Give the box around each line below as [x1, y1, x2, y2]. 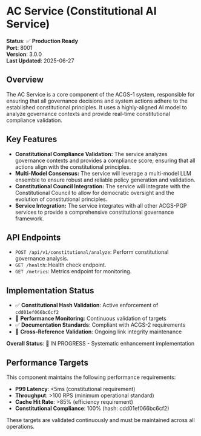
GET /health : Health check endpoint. [15, 261, 107, 268]
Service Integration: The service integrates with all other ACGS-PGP [15, 202, 187, 209]
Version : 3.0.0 [6, 50, 42, 58]
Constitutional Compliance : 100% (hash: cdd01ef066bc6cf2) [15, 405, 170, 412]
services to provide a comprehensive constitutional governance [15, 208, 174, 216]
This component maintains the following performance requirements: [6, 373, 176, 381]
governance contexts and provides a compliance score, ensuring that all [15, 157, 196, 164]
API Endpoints [6, 232, 61, 242]
